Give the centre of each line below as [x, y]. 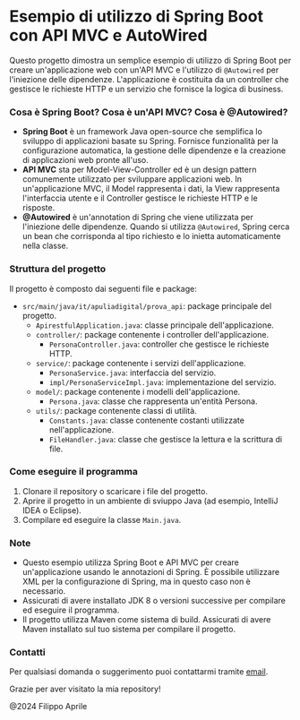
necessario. [44, 591]
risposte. [39, 208]
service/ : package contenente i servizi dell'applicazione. [141, 363]
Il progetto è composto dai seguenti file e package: [103, 288]
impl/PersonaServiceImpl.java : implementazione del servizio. [163, 381]
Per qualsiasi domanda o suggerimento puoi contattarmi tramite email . [139, 672]
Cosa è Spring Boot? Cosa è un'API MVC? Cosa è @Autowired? [149, 112]
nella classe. [45, 246]
